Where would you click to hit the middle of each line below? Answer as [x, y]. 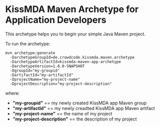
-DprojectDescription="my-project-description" [61, 84]
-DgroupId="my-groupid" [35, 71]
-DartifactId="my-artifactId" [42, 75]
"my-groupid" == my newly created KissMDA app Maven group [79, 103]
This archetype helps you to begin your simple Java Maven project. [75, 34]
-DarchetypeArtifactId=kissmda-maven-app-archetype [66, 61]
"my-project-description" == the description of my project [75, 119]
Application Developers [56, 20]
